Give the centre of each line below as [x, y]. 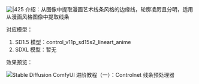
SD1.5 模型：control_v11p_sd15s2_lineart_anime [73, 42]
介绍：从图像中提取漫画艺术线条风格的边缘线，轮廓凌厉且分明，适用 [109, 9]
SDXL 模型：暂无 [36, 49]
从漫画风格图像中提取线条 [38, 17]
